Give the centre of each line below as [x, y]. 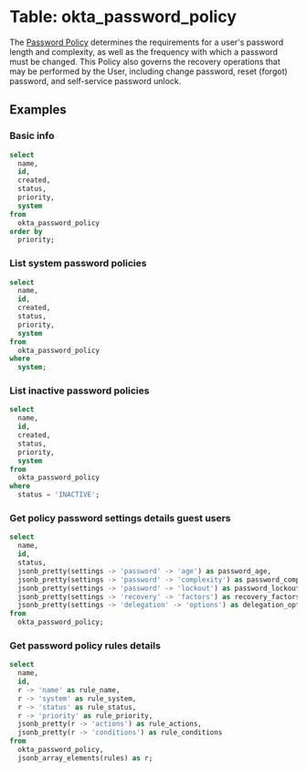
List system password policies [78, 263]
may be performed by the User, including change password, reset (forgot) [148, 71]
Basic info [32, 136]
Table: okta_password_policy [123, 17]
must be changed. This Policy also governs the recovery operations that [145, 61]
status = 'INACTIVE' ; [59, 495]
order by [26, 231]
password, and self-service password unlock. [95, 80]
